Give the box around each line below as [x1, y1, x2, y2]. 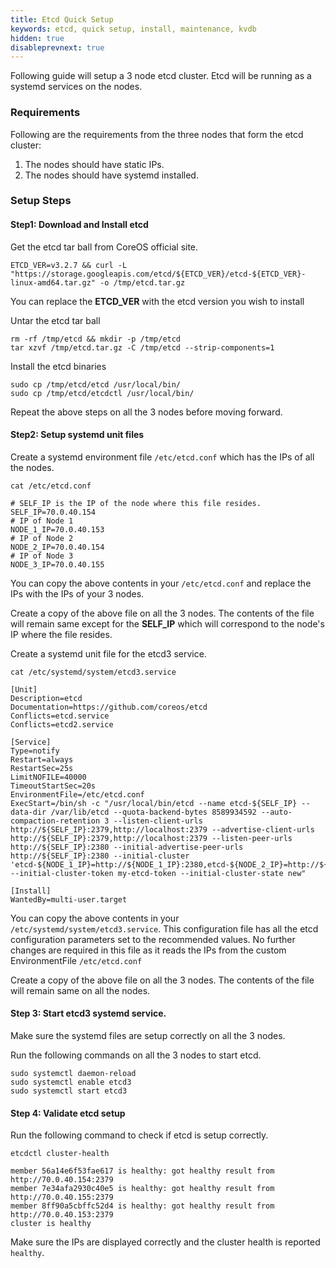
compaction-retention [10, 816, 101, 826]
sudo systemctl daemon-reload [10, 1069, 137, 1079]
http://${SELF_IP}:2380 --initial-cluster [10, 851, 190, 861]
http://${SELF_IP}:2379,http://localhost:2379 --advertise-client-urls [10, 824, 315, 835]
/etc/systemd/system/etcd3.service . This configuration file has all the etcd [10, 922, 319, 935]
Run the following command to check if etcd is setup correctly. [10, 1129, 269, 1141]
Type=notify [10, 746, 60, 756]
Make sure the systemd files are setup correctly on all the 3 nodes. [10, 1030, 286, 1042]
